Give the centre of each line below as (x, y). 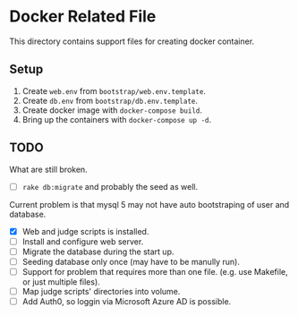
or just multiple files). (61, 282)
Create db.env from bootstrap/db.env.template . (110, 100)
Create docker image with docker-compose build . (112, 110)
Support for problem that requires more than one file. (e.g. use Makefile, (155, 271)
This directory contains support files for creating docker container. (132, 41)
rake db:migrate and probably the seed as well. (110, 186)
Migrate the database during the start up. (98, 252)
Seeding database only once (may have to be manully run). (131, 261)
